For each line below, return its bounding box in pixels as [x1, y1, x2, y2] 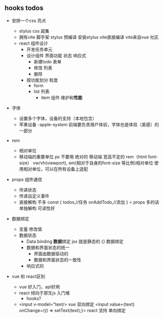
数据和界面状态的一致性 [33, 257, 82, 263]
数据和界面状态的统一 [26, 244, 70, 250]
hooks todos [4, 4, 44, 12]
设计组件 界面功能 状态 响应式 [26, 53, 86, 58]
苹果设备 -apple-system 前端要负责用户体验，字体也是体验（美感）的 [19, 121, 159, 127]
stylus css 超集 [19, 28, 50, 34]
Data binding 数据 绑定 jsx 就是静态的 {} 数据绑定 [26, 238, 124, 244]
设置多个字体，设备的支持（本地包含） [19, 115, 97, 121]
